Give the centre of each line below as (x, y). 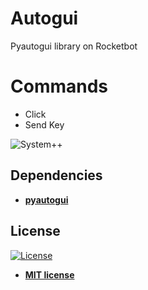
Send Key (44, 124)
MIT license (49, 274)
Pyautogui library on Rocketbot (74, 46)
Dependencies (56, 175)
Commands (59, 86)
